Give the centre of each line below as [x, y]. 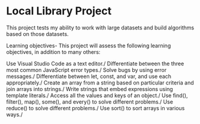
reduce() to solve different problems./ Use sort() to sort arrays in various [96, 108]
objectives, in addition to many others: [53, 52]
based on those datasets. [37, 34]
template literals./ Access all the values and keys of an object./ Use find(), [97, 95]
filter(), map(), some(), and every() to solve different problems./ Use [90, 102]
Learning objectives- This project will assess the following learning [89, 46]
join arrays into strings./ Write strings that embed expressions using [90, 89]
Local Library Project [59, 11]
